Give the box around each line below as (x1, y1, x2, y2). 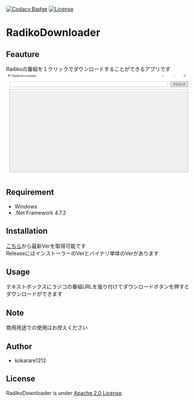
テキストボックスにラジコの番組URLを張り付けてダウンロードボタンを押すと (6, 283, 190, 290)
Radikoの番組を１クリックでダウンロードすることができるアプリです (6, 66, 171, 73)
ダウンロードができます (6, 290, 62, 298)
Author (6, 341, 32, 351)
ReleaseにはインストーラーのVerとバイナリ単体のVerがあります (6, 249, 159, 257)
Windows (14, 202, 37, 210)
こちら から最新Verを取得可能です (6, 242, 86, 249)
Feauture (6, 49, 40, 59)
